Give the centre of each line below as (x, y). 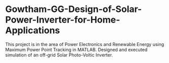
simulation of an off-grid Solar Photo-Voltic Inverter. (59, 55)
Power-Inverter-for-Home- (63, 20)
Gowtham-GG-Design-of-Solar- (74, 9)
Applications (33, 30)
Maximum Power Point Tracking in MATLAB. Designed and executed (76, 49)
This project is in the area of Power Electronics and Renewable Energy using (85, 44)
